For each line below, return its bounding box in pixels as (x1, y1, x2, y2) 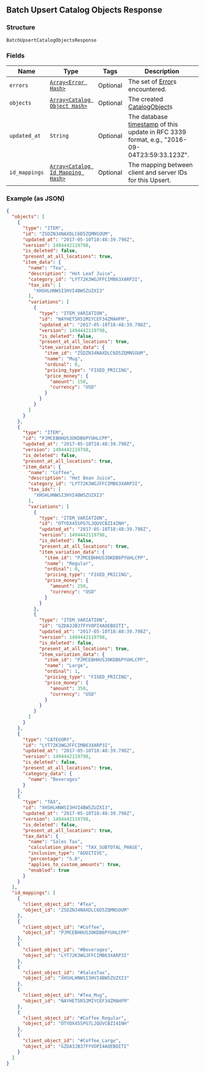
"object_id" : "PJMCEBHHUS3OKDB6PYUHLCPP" (22, 930, 130, 936)
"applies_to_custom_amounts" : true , (28, 861, 121, 867)
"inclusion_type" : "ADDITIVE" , (28, 850, 108, 856)
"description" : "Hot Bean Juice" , (28, 475, 116, 482)
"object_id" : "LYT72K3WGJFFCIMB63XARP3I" (22, 952, 130, 958)
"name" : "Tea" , (28, 265, 67, 271)
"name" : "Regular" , (45, 560, 95, 567)
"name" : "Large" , (45, 663, 88, 669)
